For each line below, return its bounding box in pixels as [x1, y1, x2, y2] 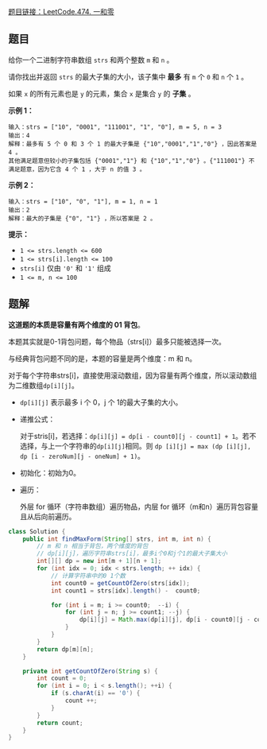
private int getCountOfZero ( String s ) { [22, 667, 158, 675]
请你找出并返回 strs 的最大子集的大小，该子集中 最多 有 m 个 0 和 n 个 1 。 [8, 72, 249, 81]
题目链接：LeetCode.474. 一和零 [8, 7, 114, 16]
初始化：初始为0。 [19, 468, 81, 477]
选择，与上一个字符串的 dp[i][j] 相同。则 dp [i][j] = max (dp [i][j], [19, 440, 252, 451]
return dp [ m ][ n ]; [37, 645, 94, 654]
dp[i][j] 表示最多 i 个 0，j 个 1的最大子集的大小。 [19, 397, 183, 407]
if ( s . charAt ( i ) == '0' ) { [50, 689, 141, 697]
